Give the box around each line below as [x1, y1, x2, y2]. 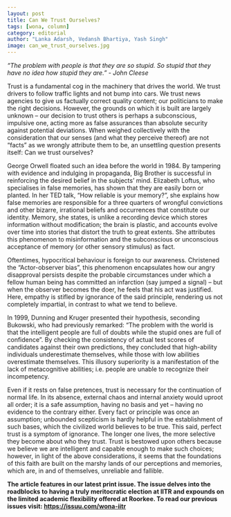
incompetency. [7, 372, 50, 381]
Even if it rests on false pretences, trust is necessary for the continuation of [7, 386, 222, 394]
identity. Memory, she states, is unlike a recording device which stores [7, 213, 207, 221]
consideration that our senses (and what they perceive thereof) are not [7, 134, 210, 142]
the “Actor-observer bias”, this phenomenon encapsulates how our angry [7, 264, 216, 271]
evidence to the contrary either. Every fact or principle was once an [7, 408, 199, 416]
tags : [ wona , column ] [7, 23, 70, 30]
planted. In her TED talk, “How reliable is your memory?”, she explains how [7, 191, 220, 199]
